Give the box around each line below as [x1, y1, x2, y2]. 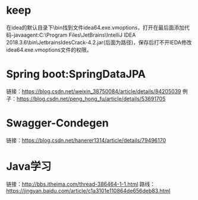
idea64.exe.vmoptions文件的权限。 [6, 46, 92, 53]
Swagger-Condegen [6, 116, 109, 130]
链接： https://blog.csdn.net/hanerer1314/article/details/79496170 [6, 136, 166, 144]
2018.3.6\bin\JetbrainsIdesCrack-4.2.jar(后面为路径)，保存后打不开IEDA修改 [6, 39, 192, 46]
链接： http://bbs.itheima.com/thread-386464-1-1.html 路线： [6, 180, 156, 188]
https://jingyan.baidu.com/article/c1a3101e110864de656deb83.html [6, 187, 171, 194]
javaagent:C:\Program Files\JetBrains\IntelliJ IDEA [14, 31, 136, 39]
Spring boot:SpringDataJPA [6, 68, 146, 81]
